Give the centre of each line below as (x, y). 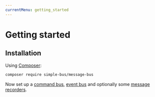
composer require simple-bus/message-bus (49, 74)
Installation (23, 53)
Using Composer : (23, 65)
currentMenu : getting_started (37, 10)
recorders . (16, 89)
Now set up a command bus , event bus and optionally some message (77, 84)
